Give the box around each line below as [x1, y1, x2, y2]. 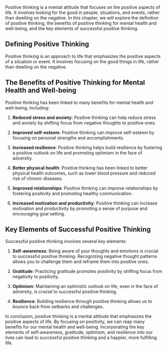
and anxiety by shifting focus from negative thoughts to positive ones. [12, 119, 156, 125]
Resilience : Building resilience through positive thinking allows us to [12, 298, 153, 304]
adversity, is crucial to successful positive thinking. [12, 288, 118, 294]
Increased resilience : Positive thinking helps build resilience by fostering [12, 144, 163, 150]
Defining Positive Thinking [5, 40, 89, 48]
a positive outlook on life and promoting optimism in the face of [12, 149, 143, 155]
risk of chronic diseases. [12, 175, 63, 181]
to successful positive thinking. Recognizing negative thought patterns [12, 253, 158, 259]
